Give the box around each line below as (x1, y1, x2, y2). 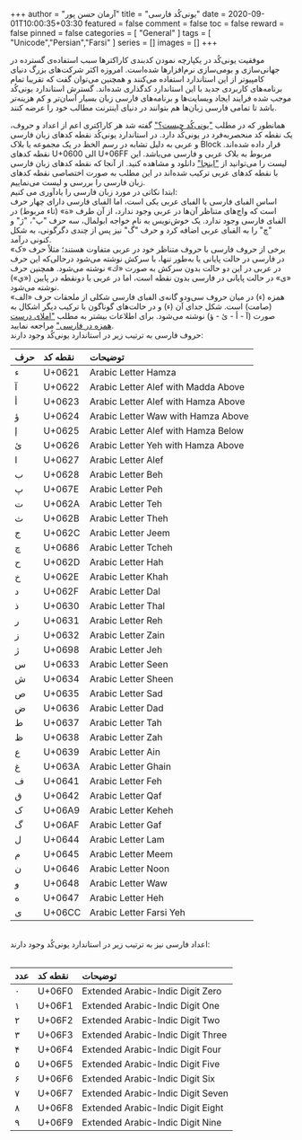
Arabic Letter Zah (89, 731, 163, 743)
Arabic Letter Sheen (89, 673, 174, 685)
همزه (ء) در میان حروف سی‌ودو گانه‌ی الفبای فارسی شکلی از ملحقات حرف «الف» (10, 292, 285, 302)
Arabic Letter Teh (89, 498, 163, 509)
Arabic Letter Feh (89, 775, 162, 787)
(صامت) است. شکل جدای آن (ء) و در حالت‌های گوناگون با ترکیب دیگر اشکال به (10, 301, 272, 312)
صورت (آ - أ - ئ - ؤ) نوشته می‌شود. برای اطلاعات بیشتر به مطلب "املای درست (10, 311, 276, 321)
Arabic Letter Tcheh (89, 542, 173, 553)
